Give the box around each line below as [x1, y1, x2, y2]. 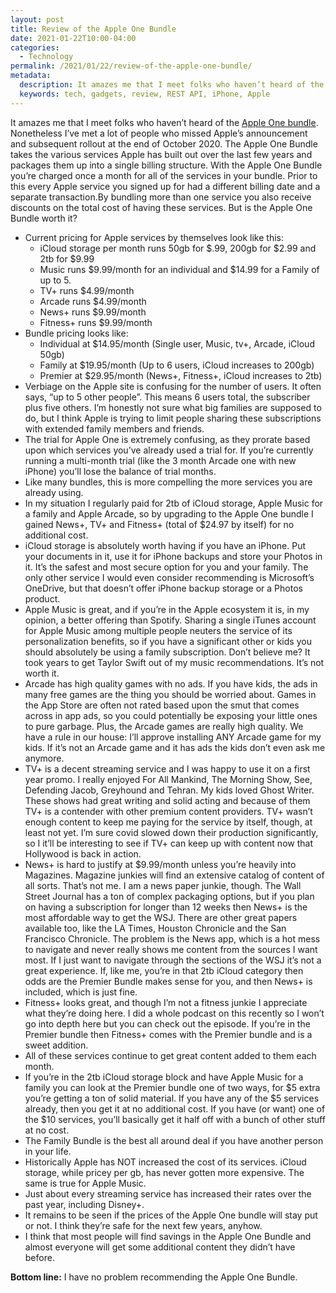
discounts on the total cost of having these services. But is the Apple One [10, 201, 313, 213]
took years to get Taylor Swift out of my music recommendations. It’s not [24, 656, 325, 668]
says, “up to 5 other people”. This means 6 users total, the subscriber [24, 391, 311, 403]
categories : [10, 42, 60, 53]
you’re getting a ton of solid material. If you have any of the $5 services [24, 1092, 320, 1104]
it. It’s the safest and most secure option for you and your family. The [24, 561, 309, 573]
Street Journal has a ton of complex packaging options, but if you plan [24, 890, 315, 902]
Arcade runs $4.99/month [39, 295, 147, 307]
